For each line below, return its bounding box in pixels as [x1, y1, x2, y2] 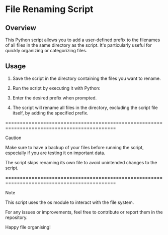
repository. [5, 214, 28, 220]
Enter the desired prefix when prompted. [12, 94, 97, 101]
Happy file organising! [5, 224, 51, 230]
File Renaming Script [5, 4, 94, 15]
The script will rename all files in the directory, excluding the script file [12, 104, 158, 110]
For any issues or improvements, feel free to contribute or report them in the [5, 209, 163, 215]
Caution [5, 135, 22, 141]
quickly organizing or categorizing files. [5, 48, 88, 53]
